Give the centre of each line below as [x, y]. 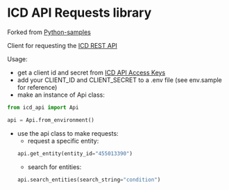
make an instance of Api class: [61, 95]
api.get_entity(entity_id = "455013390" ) [75, 153]
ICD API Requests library [79, 13]
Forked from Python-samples [49, 32]
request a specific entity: [63, 141]
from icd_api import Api [43, 107]
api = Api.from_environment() [51, 120]
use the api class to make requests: [68, 133]
